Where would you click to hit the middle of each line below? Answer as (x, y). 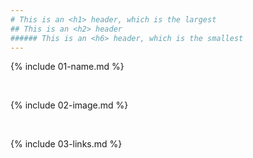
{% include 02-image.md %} (69, 105)
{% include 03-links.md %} (66, 144)
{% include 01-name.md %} (67, 67)
